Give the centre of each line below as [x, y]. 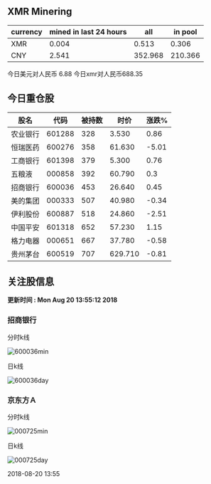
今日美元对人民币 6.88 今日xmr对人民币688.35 [75, 73]
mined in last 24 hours [88, 31]
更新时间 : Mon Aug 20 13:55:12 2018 [63, 300]
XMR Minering [40, 12]
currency [27, 31]
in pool [185, 31]
